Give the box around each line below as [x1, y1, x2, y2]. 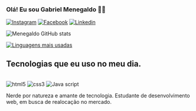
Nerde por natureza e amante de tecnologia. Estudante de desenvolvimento [6, 92, 190, 99]
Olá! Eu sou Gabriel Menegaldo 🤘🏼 [6, 5, 106, 14]
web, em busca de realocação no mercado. [6, 99, 112, 106]
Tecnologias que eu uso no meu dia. [6, 58, 142, 68]
